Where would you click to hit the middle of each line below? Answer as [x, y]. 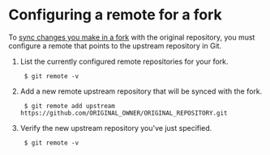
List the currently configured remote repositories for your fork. [124, 61]
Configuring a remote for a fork [115, 15]
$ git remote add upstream [69, 106]
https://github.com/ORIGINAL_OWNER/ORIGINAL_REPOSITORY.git [124, 113]
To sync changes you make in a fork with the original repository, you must [132, 37]
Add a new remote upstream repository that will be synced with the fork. [141, 91]
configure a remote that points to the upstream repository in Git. [115, 45]
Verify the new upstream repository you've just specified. [116, 128]
